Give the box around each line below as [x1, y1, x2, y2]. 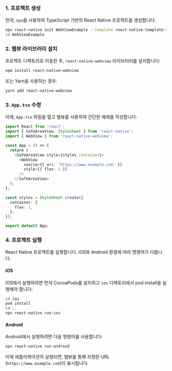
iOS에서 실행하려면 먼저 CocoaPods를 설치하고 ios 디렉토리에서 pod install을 [5, 279, 161, 285]
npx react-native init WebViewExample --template [5, 27, 114, 33]
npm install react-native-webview [5, 68, 79, 73]
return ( [10, 148, 29, 153]
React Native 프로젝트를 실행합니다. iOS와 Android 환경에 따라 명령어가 [5, 249, 149, 255]
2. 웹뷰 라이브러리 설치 [5, 45, 58, 52]
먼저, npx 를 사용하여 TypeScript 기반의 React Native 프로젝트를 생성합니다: [5, 17, 156, 24]
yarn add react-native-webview [5, 88, 72, 93]
